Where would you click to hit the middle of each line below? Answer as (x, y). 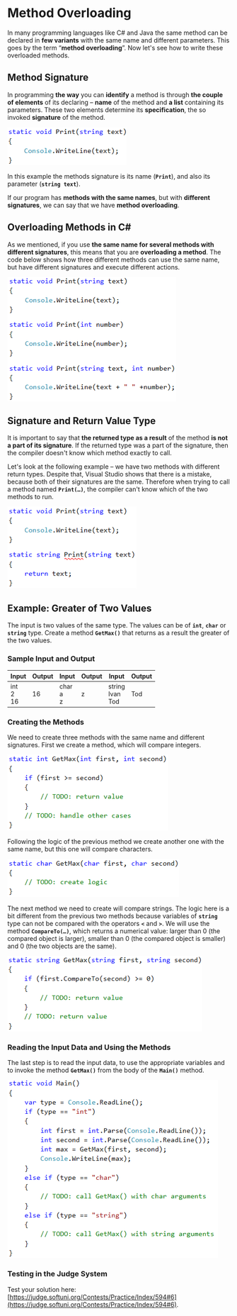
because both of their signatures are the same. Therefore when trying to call (118, 482)
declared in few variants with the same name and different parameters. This (118, 40)
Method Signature (48, 78)
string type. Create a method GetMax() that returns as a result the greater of (118, 633)
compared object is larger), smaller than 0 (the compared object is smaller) (117, 939)
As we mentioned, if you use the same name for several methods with (111, 244)
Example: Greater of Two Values (80, 608)
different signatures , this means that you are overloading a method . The (114, 252)
